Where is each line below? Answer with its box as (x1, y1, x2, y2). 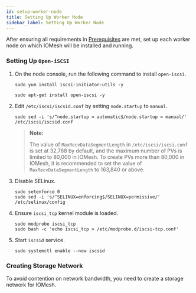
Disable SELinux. (14, 177, 56, 184)
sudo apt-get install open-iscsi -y (14, 92, 105, 98)
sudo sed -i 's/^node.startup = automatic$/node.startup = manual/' (14, 113, 187, 120)
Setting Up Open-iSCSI (6, 57, 70, 65)
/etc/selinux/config (14, 199, 66, 205)
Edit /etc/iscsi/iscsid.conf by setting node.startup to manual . (14, 102, 168, 109)
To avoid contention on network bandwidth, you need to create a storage (6, 275, 184, 282)
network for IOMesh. (6, 281, 57, 288)
